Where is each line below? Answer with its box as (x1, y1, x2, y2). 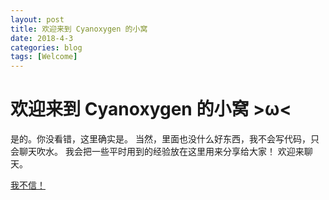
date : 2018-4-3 (10, 33, 74, 43)
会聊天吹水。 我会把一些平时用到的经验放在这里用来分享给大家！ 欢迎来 (10, 146, 305, 158)
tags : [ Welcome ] (10, 52, 78, 62)
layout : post (10, 14, 65, 25)
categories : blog (10, 42, 83, 53)
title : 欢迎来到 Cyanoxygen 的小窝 (10, 24, 148, 34)
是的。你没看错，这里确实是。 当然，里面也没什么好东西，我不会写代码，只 (10, 133, 320, 145)
